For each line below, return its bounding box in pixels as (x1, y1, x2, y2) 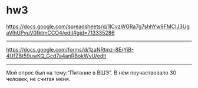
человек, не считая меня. (6, 75, 71, 82)
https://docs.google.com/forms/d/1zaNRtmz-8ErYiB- (6, 46, 134, 53)
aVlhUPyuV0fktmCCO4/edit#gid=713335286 (6, 29, 115, 36)
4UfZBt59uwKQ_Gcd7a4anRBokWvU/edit (6, 52, 107, 59)
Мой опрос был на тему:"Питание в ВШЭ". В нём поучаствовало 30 (6, 69, 177, 76)
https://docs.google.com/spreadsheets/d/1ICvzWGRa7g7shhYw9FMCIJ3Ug (6, 23, 190, 30)
